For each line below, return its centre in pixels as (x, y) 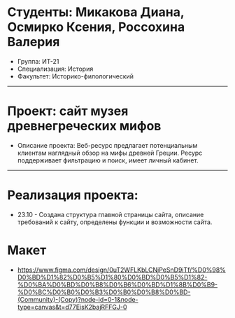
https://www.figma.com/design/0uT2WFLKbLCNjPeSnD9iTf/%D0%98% (121, 270)
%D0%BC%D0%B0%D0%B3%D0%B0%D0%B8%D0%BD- (104, 292)
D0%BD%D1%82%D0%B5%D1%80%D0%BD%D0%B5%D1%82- (112, 277)
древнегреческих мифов (84, 126)
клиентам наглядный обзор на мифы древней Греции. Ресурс (110, 153)
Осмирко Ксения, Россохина (96, 27)
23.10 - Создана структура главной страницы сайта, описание (111, 214)
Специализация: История (55, 69)
